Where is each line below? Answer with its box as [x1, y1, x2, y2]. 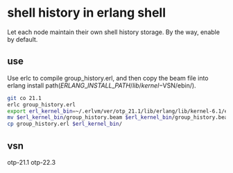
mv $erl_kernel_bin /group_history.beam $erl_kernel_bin [7, 114, 172, 121]
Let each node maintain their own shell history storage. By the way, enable [7, 28, 221, 36]
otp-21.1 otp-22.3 [7, 158, 56, 166]
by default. [7, 35, 38, 43]
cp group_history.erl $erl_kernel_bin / [7, 120, 123, 128]
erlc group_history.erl [7, 101, 76, 108]
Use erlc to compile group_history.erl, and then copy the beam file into [7, 74, 209, 82]
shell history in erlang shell [7, 5, 166, 21]
